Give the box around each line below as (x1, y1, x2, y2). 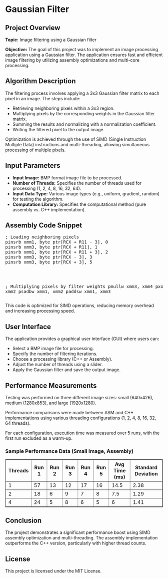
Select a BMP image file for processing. (12, 346, 94, 352)
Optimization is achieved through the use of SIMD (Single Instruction (5, 136, 146, 142)
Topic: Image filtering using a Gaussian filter (5, 37, 96, 43)
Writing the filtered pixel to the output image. (12, 126, 105, 132)
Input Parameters (5, 161, 60, 170)
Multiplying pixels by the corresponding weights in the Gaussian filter (12, 110, 155, 116)
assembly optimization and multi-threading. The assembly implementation (5, 535, 158, 541)
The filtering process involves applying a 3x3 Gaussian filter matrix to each (5, 90, 159, 96)
